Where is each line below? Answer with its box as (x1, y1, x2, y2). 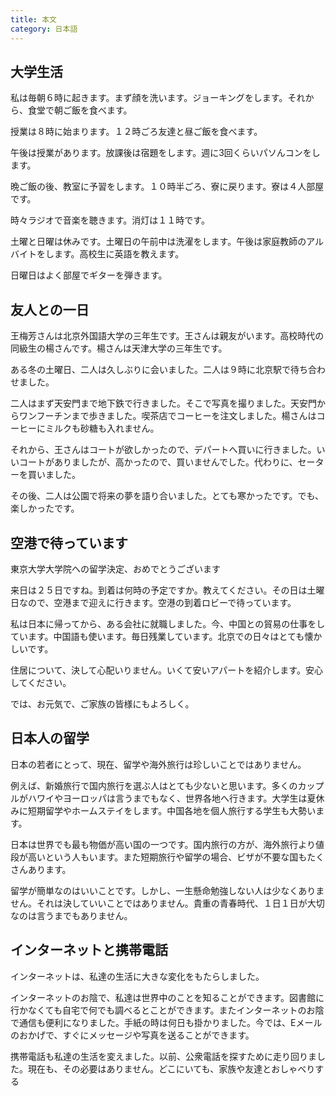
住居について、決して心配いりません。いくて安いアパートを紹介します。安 (10, 664, 315, 676)
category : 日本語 (10, 24, 78, 34)
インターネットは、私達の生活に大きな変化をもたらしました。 (10, 970, 265, 982)
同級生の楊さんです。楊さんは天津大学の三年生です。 (10, 342, 228, 355)
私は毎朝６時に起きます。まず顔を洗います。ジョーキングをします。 (10, 92, 288, 104)
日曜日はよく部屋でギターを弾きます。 (10, 269, 168, 281)
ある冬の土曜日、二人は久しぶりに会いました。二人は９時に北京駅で (10, 364, 291, 376)
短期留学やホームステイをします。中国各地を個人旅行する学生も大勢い (27, 804, 317, 816)
